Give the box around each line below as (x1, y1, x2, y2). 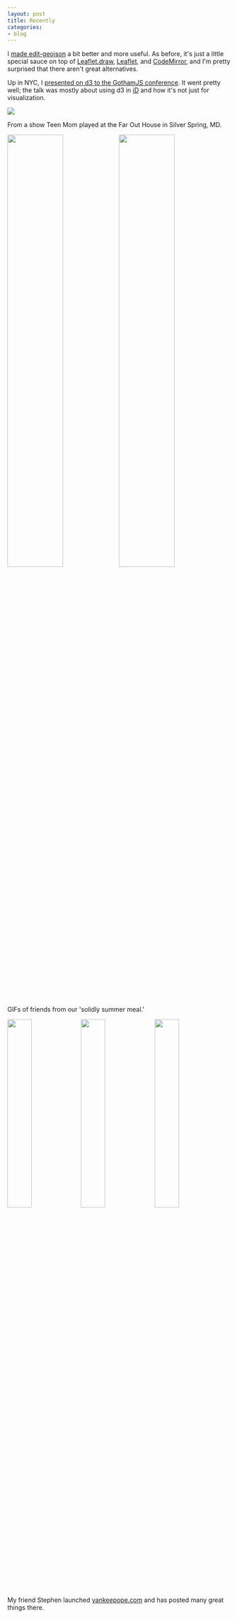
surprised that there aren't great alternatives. (7, 65, 139, 73)
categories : (7, 23, 42, 31)
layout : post (7, 10, 46, 18)
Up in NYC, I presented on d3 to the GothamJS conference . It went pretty (7, 79, 221, 87)
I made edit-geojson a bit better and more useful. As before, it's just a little (7, 50, 224, 58)
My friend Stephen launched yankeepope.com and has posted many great (7, 1596, 224, 1604)
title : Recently (7, 17, 55, 24)
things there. (7, 1603, 45, 1612)
